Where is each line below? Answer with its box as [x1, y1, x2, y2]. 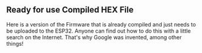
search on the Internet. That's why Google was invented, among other [6, 33, 182, 41]
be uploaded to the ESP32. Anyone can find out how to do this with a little [6, 27, 191, 34]
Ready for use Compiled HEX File [6, 5, 134, 15]
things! [6, 40, 24, 47]
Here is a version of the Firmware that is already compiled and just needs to [6, 20, 197, 28]
